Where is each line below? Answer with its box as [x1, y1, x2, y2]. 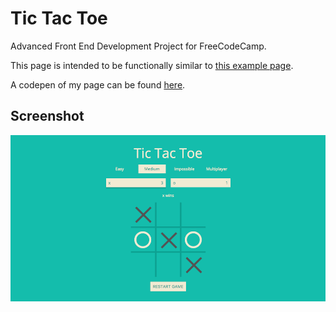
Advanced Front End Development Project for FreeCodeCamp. [10, 40, 267, 52]
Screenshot [10, 108, 85, 125]
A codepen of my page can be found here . [10, 78, 186, 91]
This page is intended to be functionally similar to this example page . [10, 59, 294, 71]
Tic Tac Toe [10, 7, 108, 30]
